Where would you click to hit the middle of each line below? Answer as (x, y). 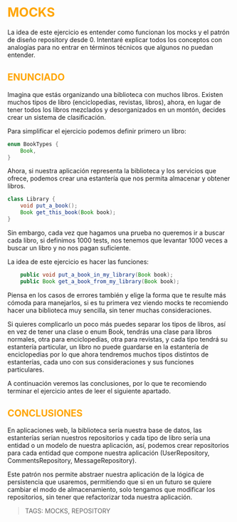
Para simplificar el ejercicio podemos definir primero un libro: (97, 131)
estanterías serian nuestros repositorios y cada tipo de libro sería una (109, 438)
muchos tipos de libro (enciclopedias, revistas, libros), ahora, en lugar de (114, 102)
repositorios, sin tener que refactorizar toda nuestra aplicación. (100, 497)
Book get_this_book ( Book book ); (68, 213)
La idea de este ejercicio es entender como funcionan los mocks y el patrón (118, 32)
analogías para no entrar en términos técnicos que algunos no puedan (110, 47)
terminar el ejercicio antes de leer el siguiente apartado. (89, 391)
